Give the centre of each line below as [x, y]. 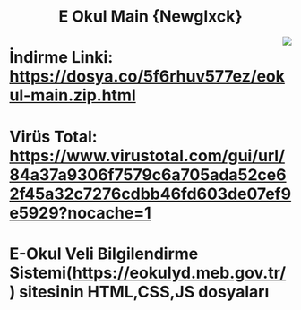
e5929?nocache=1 [81, 213]
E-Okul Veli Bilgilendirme [104, 254]
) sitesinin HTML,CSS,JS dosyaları [139, 292]
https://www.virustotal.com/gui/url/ [147, 155]
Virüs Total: [53, 137]
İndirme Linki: [61, 58]
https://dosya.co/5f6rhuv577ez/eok [147, 77]
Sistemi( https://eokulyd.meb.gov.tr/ [148, 273]
